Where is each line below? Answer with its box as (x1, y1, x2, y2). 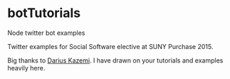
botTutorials (7, 5, 80, 21)
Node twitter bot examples (7, 28, 85, 37)
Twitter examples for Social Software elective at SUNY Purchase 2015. (7, 42, 214, 51)
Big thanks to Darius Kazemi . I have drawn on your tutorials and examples (7, 56, 224, 65)
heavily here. (7, 63, 46, 72)
